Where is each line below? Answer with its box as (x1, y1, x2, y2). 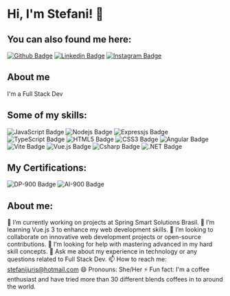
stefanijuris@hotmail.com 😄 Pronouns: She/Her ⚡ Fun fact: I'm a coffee (7, 265, 210, 273)
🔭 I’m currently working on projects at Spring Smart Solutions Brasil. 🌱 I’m (7, 219, 215, 227)
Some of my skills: (7, 110, 87, 121)
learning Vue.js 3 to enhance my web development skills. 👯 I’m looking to (7, 225, 214, 234)
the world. (7, 282, 36, 291)
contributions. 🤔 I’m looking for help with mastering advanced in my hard (7, 240, 213, 249)
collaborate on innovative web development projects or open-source (7, 233, 201, 241)
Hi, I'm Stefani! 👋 (7, 6, 104, 22)
